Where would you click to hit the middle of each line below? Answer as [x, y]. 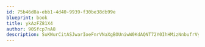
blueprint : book [27, 18]
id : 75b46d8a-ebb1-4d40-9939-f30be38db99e [61, 12]
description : [23, 35]
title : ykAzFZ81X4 [30, 23]
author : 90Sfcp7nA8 [31, 29]
